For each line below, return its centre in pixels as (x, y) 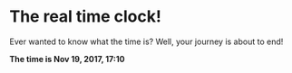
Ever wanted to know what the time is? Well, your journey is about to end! (146, 41)
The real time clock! (85, 17)
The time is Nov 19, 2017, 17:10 (67, 59)
